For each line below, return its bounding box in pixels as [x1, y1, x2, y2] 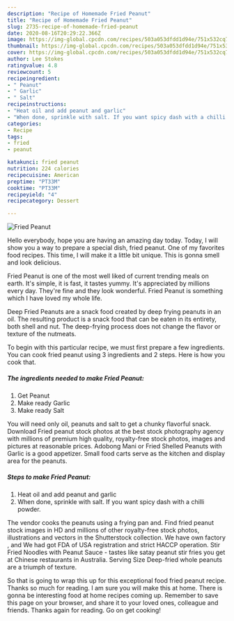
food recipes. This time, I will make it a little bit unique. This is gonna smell [7, 251, 220, 260]
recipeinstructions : [7, 101, 68, 108]
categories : [7, 120, 42, 127]
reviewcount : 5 [7, 68, 52, 75]
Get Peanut [17, 391, 50, 400]
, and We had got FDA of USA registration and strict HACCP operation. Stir [7, 541, 221, 549]
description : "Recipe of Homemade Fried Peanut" [7, 10, 151, 17]
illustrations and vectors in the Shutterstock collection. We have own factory [7, 533, 226, 542]
